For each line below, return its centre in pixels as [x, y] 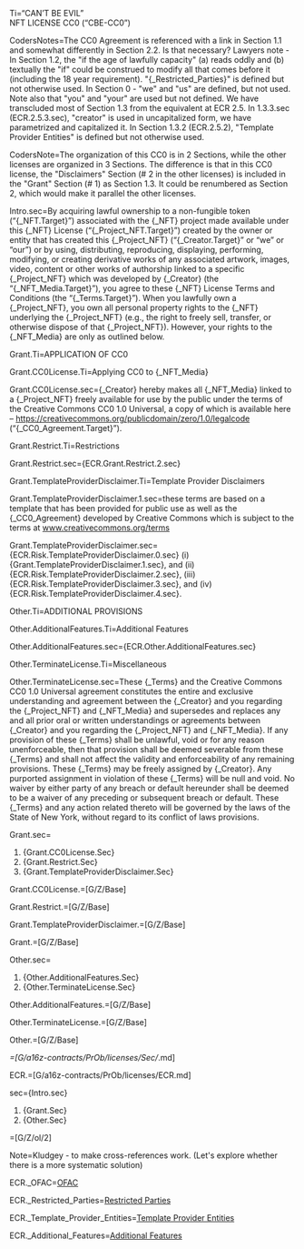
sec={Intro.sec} [39, 1093]
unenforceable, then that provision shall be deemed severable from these [147, 749]
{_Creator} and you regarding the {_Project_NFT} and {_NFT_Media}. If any [149, 730]
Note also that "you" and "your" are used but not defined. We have [134, 98]
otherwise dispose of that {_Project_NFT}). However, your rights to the [141, 327]
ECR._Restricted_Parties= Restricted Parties [90, 1200]
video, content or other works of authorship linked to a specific [127, 269]
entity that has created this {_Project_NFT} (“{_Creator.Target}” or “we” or [147, 240]
